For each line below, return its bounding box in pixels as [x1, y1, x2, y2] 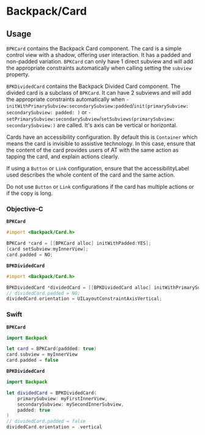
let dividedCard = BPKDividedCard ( [6, 390, 97, 396]
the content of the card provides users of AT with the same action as [6, 147, 179, 153]
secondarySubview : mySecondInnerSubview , [17, 401, 124, 408]
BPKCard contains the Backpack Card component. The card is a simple [6, 45, 182, 52]
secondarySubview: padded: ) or [6, 109, 87, 115]
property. [6, 71, 30, 78]
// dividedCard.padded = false [6, 419, 86, 425]
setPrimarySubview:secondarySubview [6, 116, 99, 122]
